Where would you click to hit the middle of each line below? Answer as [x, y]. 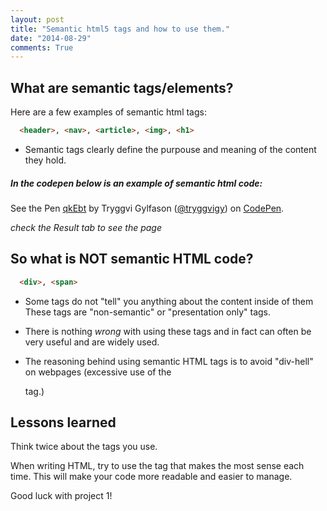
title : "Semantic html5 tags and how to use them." [120, 29]
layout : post [37, 19]
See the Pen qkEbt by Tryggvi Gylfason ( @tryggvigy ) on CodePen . [147, 208]
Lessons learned [63, 422]
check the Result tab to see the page [86, 227]
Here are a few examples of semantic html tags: [108, 112]
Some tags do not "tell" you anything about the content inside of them [169, 301]
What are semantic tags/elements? [122, 87]
